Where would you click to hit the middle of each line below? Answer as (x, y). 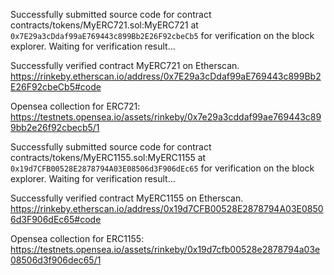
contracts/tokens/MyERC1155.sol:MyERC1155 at (108, 157)
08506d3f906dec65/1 (56, 260)
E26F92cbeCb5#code (56, 87)
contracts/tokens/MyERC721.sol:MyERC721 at (104, 25)
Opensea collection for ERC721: (75, 106)
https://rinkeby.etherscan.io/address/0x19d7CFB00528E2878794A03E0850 (167, 208)
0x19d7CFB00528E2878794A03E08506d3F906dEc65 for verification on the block (162, 168)
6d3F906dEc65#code (56, 219)
